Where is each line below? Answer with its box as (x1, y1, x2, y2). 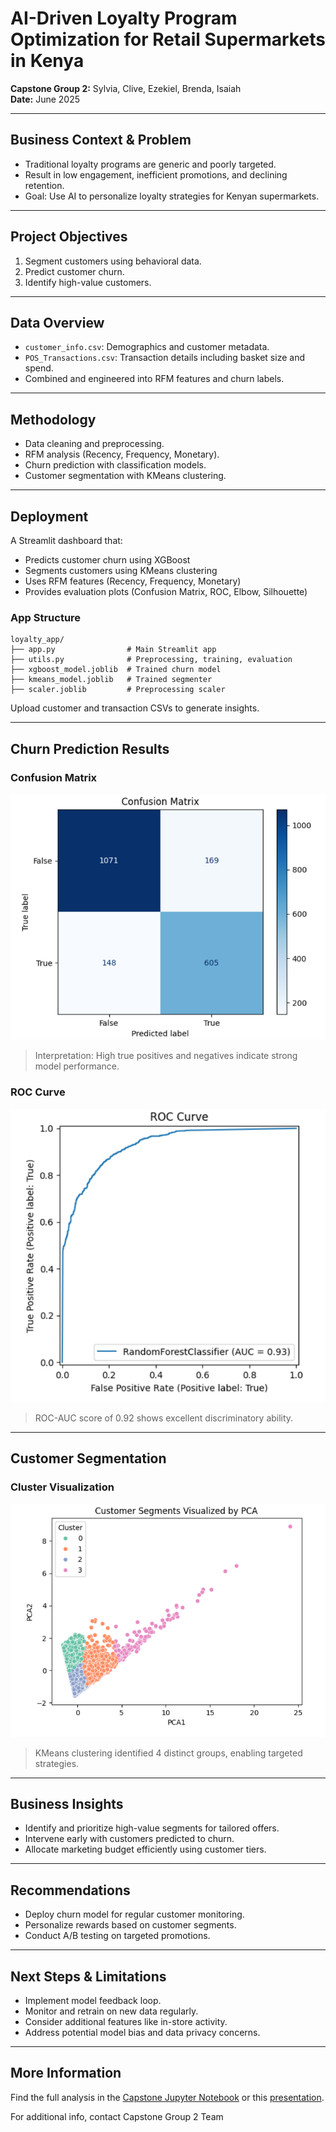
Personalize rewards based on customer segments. (24, 1919, 237, 1931)
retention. (24, 179, 65, 191)
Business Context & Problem (10, 132, 192, 149)
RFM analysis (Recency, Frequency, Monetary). (24, 448, 220, 461)
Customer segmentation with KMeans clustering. (24, 470, 227, 482)
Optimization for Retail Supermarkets (10, 28, 326, 51)
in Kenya (10, 50, 85, 72)
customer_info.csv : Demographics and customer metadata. (24, 341, 270, 353)
